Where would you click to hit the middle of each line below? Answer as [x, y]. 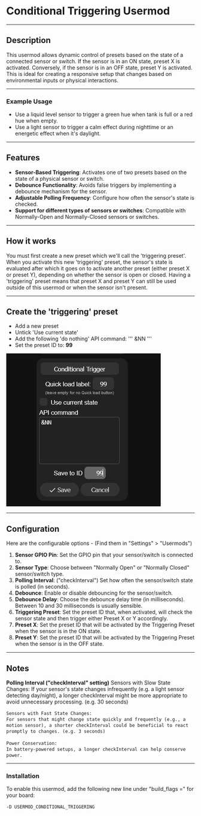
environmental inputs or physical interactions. [62, 80]
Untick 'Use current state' [47, 333]
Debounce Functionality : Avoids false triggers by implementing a [95, 185]
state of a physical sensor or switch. [60, 178]
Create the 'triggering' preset [62, 312]
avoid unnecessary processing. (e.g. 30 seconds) [67, 702]
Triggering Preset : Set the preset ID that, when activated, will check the [103, 612]
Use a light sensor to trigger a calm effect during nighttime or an [94, 127]
